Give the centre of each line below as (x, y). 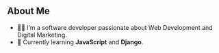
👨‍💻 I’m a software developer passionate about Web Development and (115, 27)
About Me (28, 11)
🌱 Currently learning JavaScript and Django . (80, 42)
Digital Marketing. (42, 35)
